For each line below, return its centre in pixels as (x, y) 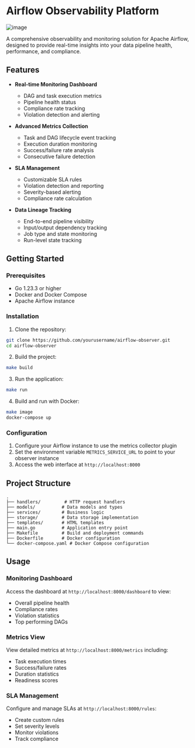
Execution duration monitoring (60, 144)
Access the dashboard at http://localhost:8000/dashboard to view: (89, 591)
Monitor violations (37, 733)
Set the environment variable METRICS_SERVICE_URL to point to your (95, 452)
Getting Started (35, 259)
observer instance (37, 458)
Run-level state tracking (53, 240)
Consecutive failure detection (59, 156)
